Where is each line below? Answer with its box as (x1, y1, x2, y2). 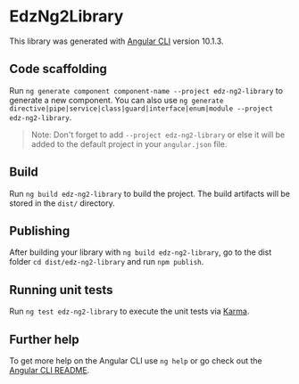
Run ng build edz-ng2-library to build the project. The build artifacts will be (9, 188, 291, 199)
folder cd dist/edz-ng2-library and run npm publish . (9, 257, 204, 267)
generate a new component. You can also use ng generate (9, 94, 224, 105)
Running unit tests (9, 282, 113, 298)
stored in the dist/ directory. (9, 198, 116, 208)
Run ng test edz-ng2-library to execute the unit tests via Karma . (9, 306, 250, 317)
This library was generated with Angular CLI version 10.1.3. (9, 36, 224, 46)
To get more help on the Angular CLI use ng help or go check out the (9, 355, 262, 366)
